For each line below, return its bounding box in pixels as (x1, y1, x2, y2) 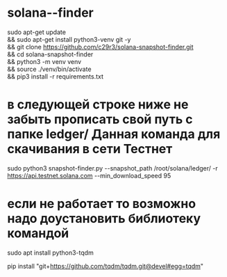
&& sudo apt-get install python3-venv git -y (7, 35, 131, 43)
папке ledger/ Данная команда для (7, 127, 221, 142)
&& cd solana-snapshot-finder (7, 50, 94, 58)
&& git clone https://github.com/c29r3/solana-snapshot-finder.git (7, 42, 194, 51)
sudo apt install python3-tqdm (7, 248, 94, 257)
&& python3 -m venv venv (7, 57, 82, 65)
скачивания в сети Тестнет (7, 141, 173, 157)
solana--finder (7, 5, 94, 21)
